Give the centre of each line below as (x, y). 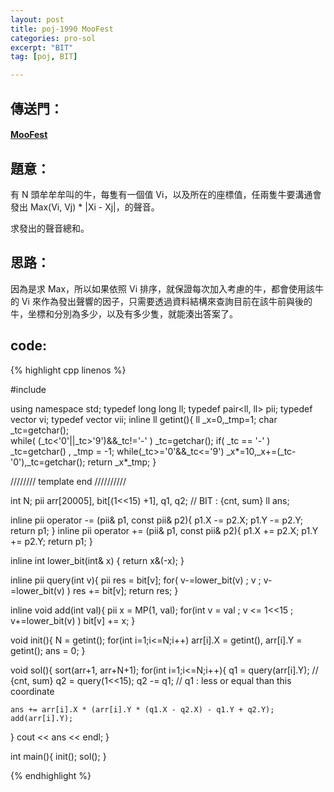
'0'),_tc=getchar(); (48, 462)
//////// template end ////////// (68, 481)
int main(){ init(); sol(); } (58, 756)
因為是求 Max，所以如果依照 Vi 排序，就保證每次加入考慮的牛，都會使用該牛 (167, 288)
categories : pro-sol (53, 38)
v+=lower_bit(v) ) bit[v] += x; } (73, 620)
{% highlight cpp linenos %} (68, 370)
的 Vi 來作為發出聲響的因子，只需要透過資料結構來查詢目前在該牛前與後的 (161, 301)
